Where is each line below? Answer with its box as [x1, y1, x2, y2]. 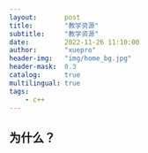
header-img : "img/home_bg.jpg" [9, 54, 132, 63]
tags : [9, 87, 29, 96]
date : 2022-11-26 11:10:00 [9, 37, 140, 47]
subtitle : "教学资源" [9, 29, 100, 38]
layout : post [9, 12, 81, 22]
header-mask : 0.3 [9, 63, 77, 72]
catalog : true [9, 71, 81, 80]
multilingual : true [9, 79, 81, 88]
